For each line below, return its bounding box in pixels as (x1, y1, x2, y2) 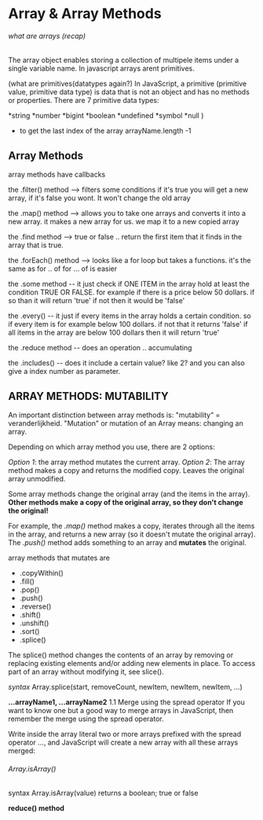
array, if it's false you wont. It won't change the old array (8, 193, 191, 203)
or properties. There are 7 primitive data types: (8, 96, 159, 105)
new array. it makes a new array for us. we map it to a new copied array (8, 217, 239, 226)
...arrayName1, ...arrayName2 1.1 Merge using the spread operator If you (8, 697, 245, 707)
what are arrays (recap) (8, 31, 86, 40)
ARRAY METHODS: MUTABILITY (8, 390, 169, 403)
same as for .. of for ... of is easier (8, 264, 118, 273)
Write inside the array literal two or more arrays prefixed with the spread (8, 730, 242, 739)
